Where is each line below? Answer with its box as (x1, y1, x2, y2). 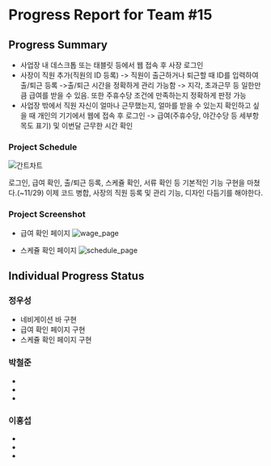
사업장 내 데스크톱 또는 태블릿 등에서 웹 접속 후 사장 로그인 (19, 61, 204, 69)
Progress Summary (8, 38, 108, 52)
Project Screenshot (8, 208, 87, 220)
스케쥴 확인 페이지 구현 (19, 335, 92, 345)
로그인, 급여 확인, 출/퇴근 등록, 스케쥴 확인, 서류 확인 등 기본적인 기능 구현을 (8, 178, 245, 187)
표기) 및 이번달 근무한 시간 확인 (35, 121, 133, 130)
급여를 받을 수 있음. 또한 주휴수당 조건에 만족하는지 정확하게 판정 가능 (28, 90, 247, 100)
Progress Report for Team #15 (8, 6, 213, 24)
